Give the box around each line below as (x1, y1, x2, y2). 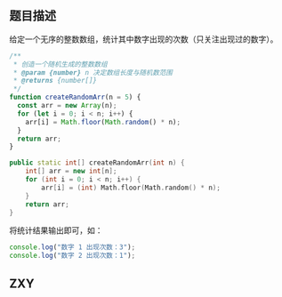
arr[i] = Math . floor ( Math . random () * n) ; (25, 117, 181, 126)
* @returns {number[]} (12, 76, 98, 85)
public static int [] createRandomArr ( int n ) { (9, 158, 185, 167)
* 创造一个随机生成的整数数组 (12, 60, 109, 68)
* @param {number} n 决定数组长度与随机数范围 (12, 68, 173, 77)
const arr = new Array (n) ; (17, 101, 117, 110)
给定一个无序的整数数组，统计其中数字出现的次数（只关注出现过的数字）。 (9, 34, 278, 44)
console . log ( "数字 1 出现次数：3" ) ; (9, 243, 136, 252)
